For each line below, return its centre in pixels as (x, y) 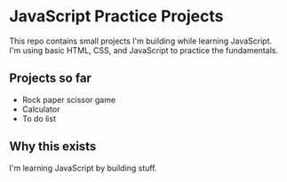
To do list (39, 118)
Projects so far (50, 79)
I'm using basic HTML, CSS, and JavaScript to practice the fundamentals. (143, 50)
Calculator (41, 109)
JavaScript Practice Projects (116, 16)
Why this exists (53, 147)
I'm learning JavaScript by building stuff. (83, 168)
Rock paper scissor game (69, 99)
